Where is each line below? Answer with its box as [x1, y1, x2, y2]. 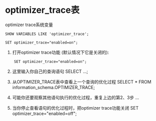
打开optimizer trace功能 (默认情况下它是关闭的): [12, 49, 109, 55]
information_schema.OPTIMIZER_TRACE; [12, 84, 95, 90]
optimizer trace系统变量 [5, 22, 53, 28]
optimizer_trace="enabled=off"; [12, 110, 77, 116]
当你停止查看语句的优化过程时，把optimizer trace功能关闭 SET [12, 105, 139, 111]
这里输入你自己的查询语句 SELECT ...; [12, 68, 88, 74]
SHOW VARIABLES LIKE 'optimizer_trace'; [5, 31, 90, 36]
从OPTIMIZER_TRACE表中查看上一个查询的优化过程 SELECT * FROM [12, 79, 152, 85]
